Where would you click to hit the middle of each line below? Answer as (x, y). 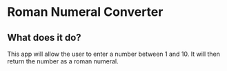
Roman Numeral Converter (85, 12)
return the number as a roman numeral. (63, 61)
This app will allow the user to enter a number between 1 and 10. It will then (114, 54)
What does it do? (44, 38)
